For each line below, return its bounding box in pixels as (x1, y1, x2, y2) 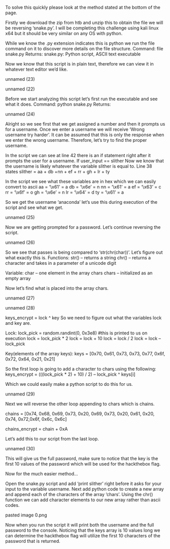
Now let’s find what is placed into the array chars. (5, 285, 109, 291)
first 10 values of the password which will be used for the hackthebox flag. (5, 461, 161, 467)
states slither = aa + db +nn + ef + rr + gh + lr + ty (5, 169, 110, 174)
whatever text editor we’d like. (5, 66, 68, 72)
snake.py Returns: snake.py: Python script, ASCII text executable (5, 51, 141, 57)
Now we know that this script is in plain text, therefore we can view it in (5, 61, 154, 67)
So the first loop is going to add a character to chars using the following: (5, 366, 156, 372)
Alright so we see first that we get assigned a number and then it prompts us (5, 121, 165, 127)
